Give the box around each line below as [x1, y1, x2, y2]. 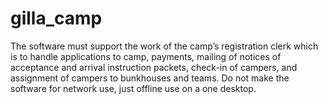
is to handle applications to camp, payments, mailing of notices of [10, 50, 282, 62]
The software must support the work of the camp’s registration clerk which [10, 40, 319, 52]
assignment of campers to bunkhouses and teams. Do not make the [10, 72, 290, 84]
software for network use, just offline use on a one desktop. [10, 82, 257, 94]
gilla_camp [10, 7, 103, 30]
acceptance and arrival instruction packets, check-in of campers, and [10, 61, 298, 73]
